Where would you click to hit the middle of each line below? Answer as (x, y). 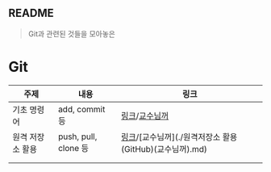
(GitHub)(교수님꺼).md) (164, 149)
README (31, 13)
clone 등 (73, 148)
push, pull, (77, 136)
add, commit (81, 109)
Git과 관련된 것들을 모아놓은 (71, 34)
